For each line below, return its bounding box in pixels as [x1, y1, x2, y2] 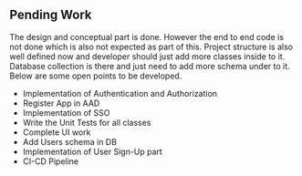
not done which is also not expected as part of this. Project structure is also [9, 41, 294, 52]
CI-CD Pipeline [22, 155, 79, 167]
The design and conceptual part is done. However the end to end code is [9, 31, 285, 42]
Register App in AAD [22, 98, 100, 109]
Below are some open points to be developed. [9, 70, 182, 81]
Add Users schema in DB [22, 136, 117, 147]
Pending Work [9, 7, 92, 23]
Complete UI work [22, 127, 91, 138]
